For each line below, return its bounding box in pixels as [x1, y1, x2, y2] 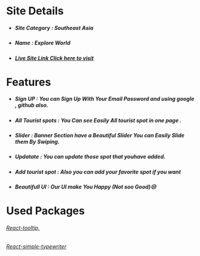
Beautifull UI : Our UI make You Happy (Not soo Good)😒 [14, 183, 156, 190]
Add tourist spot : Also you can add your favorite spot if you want [14, 168, 181, 175]
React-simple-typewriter [6, 243, 67, 250]
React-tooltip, [6, 224, 40, 231]
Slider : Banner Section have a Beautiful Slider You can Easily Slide [14, 132, 185, 139]
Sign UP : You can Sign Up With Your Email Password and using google [14, 95, 195, 103]
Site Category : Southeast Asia [14, 24, 94, 31]
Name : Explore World [14, 39, 70, 47]
